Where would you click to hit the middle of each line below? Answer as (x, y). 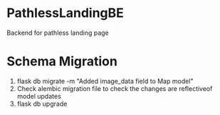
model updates (39, 96)
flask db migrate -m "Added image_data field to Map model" (105, 81)
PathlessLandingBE (65, 13)
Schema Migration (62, 61)
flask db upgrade (42, 104)
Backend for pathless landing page (58, 33)
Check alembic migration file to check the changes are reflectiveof (115, 88)
